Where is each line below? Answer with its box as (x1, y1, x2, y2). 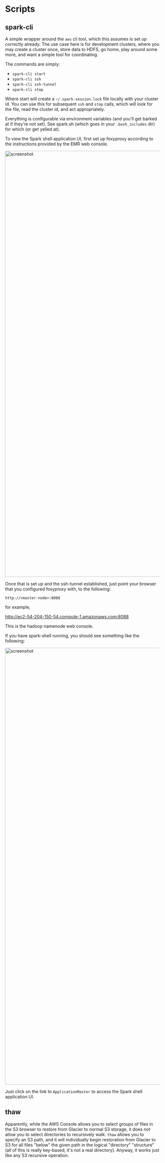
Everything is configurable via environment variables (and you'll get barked (5, 116, 157, 121)
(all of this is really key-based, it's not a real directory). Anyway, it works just (5, 1147, 160, 1153)
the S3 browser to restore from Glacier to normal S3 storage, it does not (5, 1126, 151, 1132)
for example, (5, 604, 31, 610)
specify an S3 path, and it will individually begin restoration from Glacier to (5, 1136, 156, 1142)
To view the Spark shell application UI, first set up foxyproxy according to (5, 136, 154, 141)
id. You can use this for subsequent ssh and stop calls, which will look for (5, 101, 153, 107)
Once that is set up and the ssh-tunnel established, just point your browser (5, 581, 156, 586)
